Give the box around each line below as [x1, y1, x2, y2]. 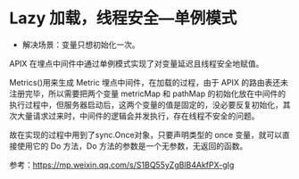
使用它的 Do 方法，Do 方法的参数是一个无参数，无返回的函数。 [16, 140, 248, 151]
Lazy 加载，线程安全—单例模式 [9, 8, 237, 28]
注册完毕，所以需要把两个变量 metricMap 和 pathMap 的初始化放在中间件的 [9, 88, 287, 99]
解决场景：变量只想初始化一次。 [21, 39, 140, 50]
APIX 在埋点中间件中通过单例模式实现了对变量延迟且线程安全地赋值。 [9, 58, 264, 69]
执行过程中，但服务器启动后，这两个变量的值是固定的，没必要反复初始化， [9, 99, 283, 110]
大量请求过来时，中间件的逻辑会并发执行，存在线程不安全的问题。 [16, 110, 260, 121]
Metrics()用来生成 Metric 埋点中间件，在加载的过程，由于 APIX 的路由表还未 [9, 77, 288, 87]
